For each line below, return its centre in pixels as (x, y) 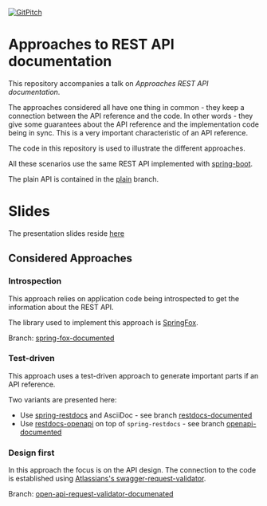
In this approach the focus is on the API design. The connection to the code (132, 470)
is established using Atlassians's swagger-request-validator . (107, 479)
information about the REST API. (61, 307)
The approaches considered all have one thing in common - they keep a (126, 107)
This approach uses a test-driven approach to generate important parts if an (133, 375)
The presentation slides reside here (67, 233)
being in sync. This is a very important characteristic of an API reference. (128, 132)
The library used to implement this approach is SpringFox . (103, 322)
